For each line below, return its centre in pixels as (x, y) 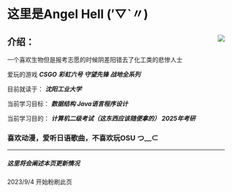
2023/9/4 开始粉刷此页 (40, 182)
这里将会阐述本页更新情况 (43, 163)
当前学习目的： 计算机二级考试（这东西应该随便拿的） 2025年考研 (101, 118)
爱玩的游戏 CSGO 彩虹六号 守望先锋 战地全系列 (74, 74)
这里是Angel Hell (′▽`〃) (78, 14)
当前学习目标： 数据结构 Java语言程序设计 (68, 104)
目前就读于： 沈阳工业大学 (44, 89)
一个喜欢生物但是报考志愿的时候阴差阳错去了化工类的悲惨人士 (95, 60)
